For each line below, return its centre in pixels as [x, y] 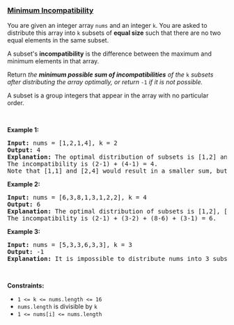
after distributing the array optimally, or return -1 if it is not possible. [105, 82]
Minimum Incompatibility [50, 10]
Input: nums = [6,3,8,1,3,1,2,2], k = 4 [77, 198]
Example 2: [24, 184]
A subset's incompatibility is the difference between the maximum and [110, 54]
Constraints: [26, 286]
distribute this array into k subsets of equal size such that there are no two [114, 33]
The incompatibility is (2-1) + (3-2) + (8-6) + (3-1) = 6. [112, 219]
